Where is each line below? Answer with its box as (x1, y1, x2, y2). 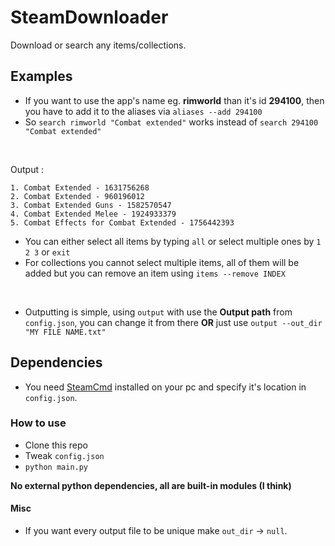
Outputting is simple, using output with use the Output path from (24, 306, 293, 318)
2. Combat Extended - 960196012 (10, 191, 145, 201)
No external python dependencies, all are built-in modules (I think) (10, 479, 292, 491)
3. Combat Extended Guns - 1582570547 (10, 200, 172, 210)
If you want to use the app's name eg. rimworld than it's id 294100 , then (24, 94, 325, 106)
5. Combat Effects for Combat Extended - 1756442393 (10, 217, 235, 228)
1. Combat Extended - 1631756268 (10, 182, 150, 193)
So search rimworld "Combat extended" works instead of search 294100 (24, 116, 319, 128)
